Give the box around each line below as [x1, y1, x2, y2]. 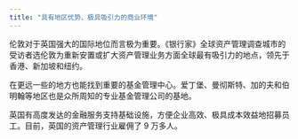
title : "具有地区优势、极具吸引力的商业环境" [9, 12, 158, 22]
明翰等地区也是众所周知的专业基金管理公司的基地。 [9, 90, 197, 101]
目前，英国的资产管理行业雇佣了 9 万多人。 [24, 120, 182, 131]
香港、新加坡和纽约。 [9, 60, 87, 71]
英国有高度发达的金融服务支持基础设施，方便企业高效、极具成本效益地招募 [9, 109, 282, 120]
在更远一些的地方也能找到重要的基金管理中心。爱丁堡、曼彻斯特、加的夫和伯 [9, 79, 290, 89]
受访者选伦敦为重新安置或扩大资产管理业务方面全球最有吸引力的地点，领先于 [9, 50, 290, 60]
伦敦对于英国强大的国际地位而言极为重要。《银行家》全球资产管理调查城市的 [9, 38, 286, 49]
